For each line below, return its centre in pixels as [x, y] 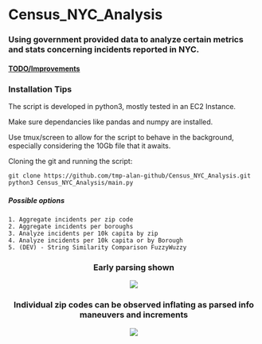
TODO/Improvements [44, 68]
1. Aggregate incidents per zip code [71, 219]
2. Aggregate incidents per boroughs [71, 226]
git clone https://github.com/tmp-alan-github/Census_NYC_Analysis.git [129, 176]
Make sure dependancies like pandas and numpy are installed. [111, 122]
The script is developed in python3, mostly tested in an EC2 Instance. [122, 106]
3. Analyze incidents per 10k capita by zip [83, 233]
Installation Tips [40, 89]
